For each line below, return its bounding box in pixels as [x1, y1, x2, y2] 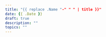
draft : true [5, 16, 29, 21]
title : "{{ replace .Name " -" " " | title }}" [5, 7, 102, 12]
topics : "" [5, 25, 27, 30]
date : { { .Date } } [5, 12, 42, 16]
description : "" [5, 20, 38, 25]
